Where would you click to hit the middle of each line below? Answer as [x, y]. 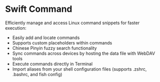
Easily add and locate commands [46, 38]
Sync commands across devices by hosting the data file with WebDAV [84, 53]
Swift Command [39, 9]
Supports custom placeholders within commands [62, 42]
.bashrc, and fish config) [37, 74]
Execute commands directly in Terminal [52, 64]
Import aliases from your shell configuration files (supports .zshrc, [80, 69]
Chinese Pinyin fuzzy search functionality [55, 48]
